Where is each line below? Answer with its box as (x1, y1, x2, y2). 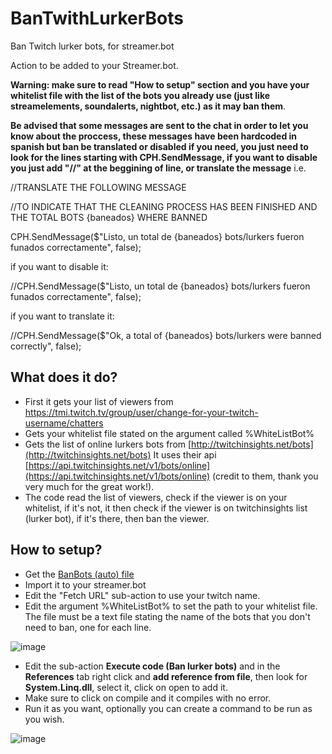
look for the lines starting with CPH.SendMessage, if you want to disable (10, 151, 318, 163)
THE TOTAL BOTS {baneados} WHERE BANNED (10, 211, 208, 223)
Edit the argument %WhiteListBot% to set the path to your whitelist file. (24, 600, 318, 612)
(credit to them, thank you (212, 470, 319, 482)
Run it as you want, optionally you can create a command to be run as (24, 702, 313, 714)
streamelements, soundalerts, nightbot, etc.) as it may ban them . (10, 100, 287, 112)
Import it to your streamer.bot (24, 578, 147, 591)
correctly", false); (10, 340, 82, 352)
